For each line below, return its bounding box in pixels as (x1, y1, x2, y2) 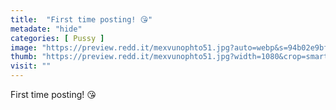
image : (10, 42, 38, 53)
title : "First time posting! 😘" (10, 14, 153, 25)
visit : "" (10, 61, 52, 71)
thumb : (10, 52, 38, 62)
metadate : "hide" (10, 24, 83, 34)
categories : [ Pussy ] (10, 33, 105, 43)
